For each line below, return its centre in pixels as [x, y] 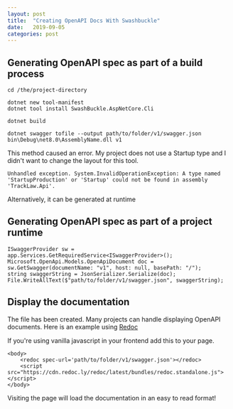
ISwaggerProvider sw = [41, 249]
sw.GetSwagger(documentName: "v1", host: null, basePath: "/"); [104, 267]
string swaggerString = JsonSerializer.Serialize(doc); [92, 274]
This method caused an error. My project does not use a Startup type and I [117, 153]
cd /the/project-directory [47, 90]
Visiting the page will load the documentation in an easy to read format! [112, 398]
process [26, 74]
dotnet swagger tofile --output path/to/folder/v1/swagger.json [104, 134]
